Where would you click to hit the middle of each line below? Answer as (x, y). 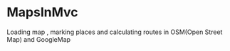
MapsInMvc (43, 12)
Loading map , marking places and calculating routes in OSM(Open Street (115, 32)
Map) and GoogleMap (39, 39)
